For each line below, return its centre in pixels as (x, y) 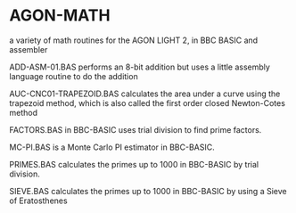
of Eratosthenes (39, 201)
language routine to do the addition (74, 76)
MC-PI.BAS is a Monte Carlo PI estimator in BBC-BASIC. (112, 147)
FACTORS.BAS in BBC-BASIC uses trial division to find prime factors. (136, 129)
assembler (29, 49)
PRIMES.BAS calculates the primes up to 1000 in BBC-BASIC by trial (134, 164)
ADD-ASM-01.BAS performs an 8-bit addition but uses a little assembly (140, 67)
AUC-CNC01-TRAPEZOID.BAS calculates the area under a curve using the (145, 94)
